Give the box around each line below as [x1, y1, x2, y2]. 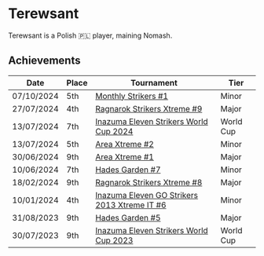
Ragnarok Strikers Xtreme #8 [95, 177, 203, 188]
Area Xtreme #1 [95, 151, 155, 162]
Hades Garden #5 [95, 212, 161, 223]
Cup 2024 [95, 126, 134, 137]
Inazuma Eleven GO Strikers [95, 189, 199, 200]
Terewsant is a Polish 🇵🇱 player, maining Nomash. [8, 31, 173, 40]
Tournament [130, 77, 178, 88]
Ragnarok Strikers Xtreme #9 [95, 103, 203, 114]
